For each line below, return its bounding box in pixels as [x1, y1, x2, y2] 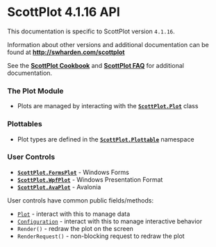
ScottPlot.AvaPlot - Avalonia [17, 182, 101, 191]
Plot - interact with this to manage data [17, 210, 131, 218]
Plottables [7, 119, 43, 129]
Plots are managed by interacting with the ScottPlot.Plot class [17, 102, 199, 110]
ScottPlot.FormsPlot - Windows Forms [17, 168, 130, 176]
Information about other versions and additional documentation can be [7, 40, 210, 49]
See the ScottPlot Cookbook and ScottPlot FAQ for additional [7, 61, 184, 69]
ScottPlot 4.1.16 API [7, 4, 120, 20]
